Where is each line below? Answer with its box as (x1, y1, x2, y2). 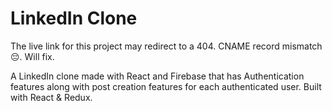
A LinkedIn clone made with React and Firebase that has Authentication (10, 70, 305, 82)
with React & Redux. (10, 91, 93, 103)
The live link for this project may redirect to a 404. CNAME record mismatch (10, 40, 323, 52)
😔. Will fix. (10, 50, 55, 62)
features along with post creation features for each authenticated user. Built (10, 80, 322, 92)
